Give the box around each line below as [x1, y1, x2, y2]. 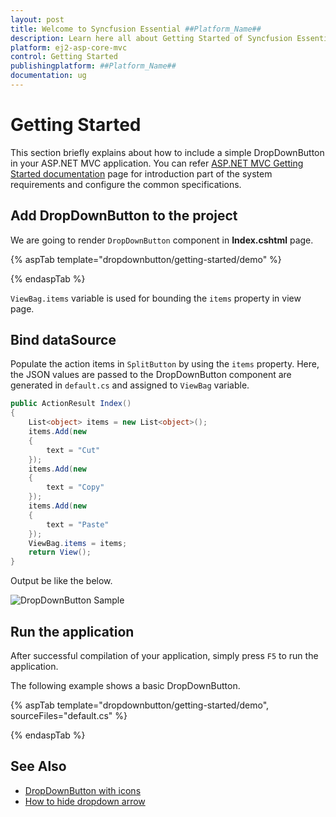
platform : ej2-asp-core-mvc [10, 42, 128, 53]
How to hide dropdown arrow [24, 795, 146, 807]
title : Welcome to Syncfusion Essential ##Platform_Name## [10, 24, 262, 34]
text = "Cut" [46, 445, 101, 455]
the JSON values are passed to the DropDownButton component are [10, 369, 292, 381]
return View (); [28, 547, 92, 558]
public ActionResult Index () [10, 399, 132, 409]
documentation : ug [10, 71, 87, 81]
